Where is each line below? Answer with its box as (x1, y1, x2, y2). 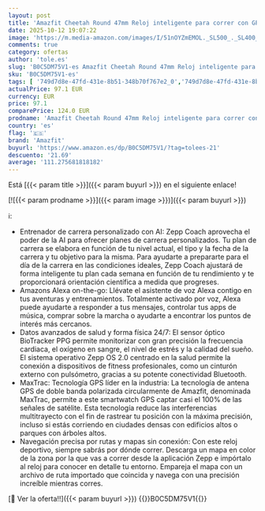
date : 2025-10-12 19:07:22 (8, 26, 97, 34)
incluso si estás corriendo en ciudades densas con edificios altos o (19, 420, 238, 430)
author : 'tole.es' (8, 56, 69, 64)
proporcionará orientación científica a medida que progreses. (19, 277, 219, 287)
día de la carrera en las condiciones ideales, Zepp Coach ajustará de (19, 261, 243, 270)
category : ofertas (8, 48, 69, 56)
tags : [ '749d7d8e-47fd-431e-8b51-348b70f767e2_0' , (8, 77, 181, 85)
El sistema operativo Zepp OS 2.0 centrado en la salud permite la (19, 353, 231, 363)
